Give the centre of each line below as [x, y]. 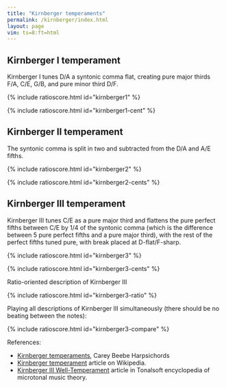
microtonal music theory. [52, 377]
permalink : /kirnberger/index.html [58, 20]
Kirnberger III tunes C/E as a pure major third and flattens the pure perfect [111, 220]
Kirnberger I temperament [64, 60]
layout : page [26, 26]
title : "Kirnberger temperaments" [56, 13]
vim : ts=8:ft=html [33, 33]
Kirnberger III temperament [66, 204]
